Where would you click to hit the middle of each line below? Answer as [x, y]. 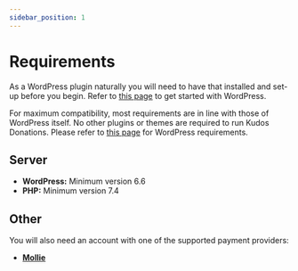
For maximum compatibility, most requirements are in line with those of [139, 113]
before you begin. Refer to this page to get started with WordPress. [144, 95]
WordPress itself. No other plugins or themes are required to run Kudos [139, 122]
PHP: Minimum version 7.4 [71, 191]
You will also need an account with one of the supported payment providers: [149, 241]
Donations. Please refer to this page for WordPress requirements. [129, 132]
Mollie [34, 258]
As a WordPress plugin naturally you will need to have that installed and [140, 86]
